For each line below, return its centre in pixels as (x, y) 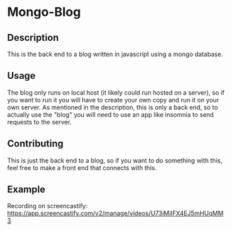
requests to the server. (39, 122)
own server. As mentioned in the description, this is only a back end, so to (113, 107)
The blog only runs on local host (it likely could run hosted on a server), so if (116, 92)
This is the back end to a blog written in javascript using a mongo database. (115, 54)
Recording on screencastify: (47, 206)
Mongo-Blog (44, 12)
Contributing (35, 144)
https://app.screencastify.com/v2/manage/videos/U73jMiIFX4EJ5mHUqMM (115, 213)
